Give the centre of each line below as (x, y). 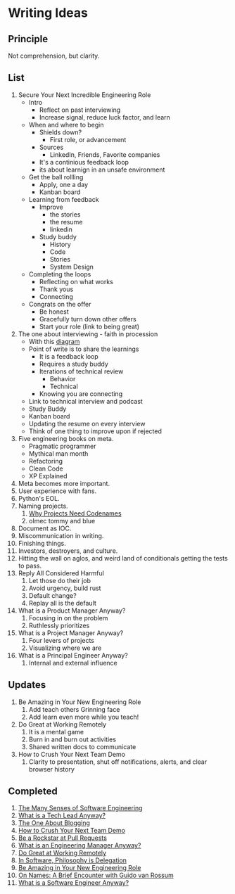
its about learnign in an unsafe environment (102, 170)
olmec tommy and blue (62, 521)
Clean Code (46, 468)
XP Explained (48, 475)
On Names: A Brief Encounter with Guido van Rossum (96, 875)
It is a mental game (56, 732)
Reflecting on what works (76, 281)
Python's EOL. (39, 498)
